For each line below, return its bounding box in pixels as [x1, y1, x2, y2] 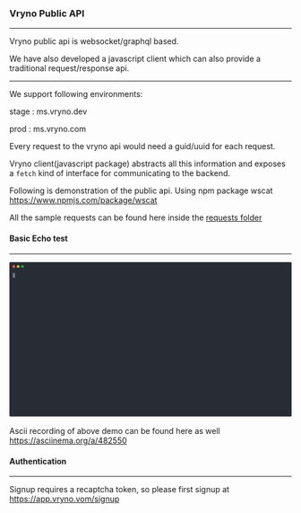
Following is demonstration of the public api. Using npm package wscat [9, 185, 273, 196]
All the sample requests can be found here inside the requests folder [9, 212, 262, 223]
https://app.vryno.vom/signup [9, 493, 120, 505]
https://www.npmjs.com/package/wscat [9, 195, 158, 206]
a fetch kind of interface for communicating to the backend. [9, 168, 231, 179]
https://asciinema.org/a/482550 [9, 435, 127, 447]
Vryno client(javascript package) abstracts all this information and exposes [9, 158, 287, 169]
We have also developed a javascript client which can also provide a [9, 53, 262, 65]
